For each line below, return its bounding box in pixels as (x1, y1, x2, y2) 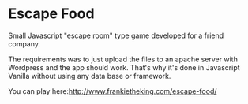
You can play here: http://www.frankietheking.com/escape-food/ (8, 86, 217, 95)
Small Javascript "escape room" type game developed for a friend (8, 31, 224, 40)
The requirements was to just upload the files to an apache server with (8, 54, 239, 64)
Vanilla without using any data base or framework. (8, 71, 171, 80)
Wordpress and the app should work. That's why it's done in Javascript (8, 62, 240, 72)
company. (8, 39, 41, 48)
